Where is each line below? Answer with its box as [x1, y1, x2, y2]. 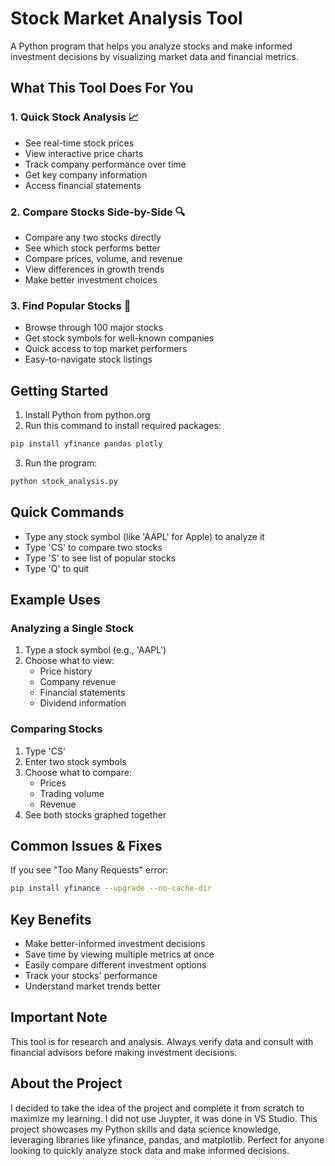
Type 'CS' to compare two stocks [24, 541, 163, 553]
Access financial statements [24, 179, 142, 191]
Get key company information [24, 168, 148, 181]
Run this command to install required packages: [24, 420, 222, 432]
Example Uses [10, 591, 102, 608]
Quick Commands [10, 504, 125, 521]
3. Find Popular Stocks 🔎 [10, 298, 132, 312]
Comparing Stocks [10, 722, 103, 736]
